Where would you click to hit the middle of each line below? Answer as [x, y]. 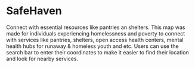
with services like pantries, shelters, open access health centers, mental [95, 40]
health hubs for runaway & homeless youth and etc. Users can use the [92, 46]
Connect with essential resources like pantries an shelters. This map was [96, 27]
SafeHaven [34, 11]
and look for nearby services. [42, 59]
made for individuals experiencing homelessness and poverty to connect [96, 33]
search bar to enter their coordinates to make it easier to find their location [97, 52]
